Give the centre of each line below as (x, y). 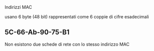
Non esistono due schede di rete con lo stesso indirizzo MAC (67, 44)
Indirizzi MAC (18, 7)
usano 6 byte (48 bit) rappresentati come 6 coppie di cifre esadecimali (77, 17)
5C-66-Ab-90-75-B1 (37, 32)
